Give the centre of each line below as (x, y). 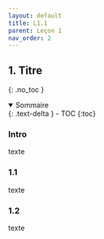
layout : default (35, 16)
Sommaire (32, 106)
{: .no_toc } (26, 90)
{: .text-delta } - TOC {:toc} (52, 114)
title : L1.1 (28, 23)
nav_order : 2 (30, 38)
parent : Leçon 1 (35, 30)
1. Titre (25, 70)
